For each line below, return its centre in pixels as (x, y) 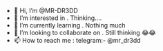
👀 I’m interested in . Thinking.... (58, 18)
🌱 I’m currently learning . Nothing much (69, 25)
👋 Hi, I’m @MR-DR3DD (46, 11)
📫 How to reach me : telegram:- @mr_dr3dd (77, 40)
